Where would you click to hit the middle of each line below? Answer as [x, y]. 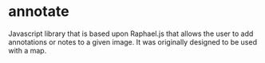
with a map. [28, 50]
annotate [39, 12]
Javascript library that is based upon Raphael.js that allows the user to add [131, 33]
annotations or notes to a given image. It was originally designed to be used [133, 41]
